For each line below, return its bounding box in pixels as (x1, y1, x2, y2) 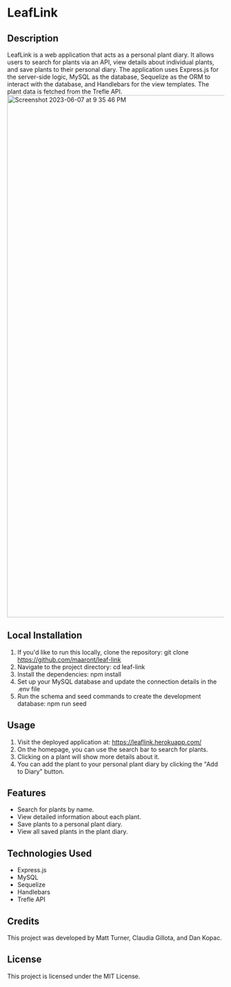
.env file (17, 684, 40, 693)
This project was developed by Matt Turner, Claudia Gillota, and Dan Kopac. (7, 934, 222, 942)
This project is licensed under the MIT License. (7, 972, 141, 980)
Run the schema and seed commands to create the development (17, 692, 201, 700)
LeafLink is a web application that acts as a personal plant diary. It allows (7, 50, 214, 59)
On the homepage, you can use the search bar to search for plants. (17, 745, 208, 753)
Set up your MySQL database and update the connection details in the (17, 677, 217, 686)
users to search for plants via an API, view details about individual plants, (7, 58, 215, 66)
